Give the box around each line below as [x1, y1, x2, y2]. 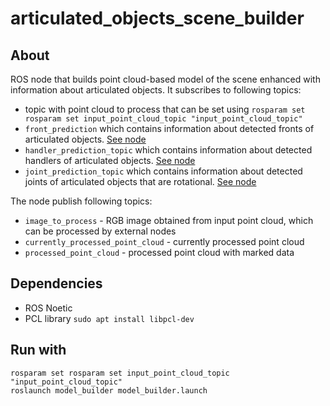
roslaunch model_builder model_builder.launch [10, 385, 208, 396]
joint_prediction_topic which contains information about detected [24, 165, 303, 177]
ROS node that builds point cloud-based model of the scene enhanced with [10, 73, 321, 85]
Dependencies [10, 275, 103, 292]
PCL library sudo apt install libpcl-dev [24, 312, 195, 324]
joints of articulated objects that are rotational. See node [24, 176, 257, 187]
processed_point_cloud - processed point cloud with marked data [24, 247, 295, 258]
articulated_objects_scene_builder [10, 7, 305, 30]
